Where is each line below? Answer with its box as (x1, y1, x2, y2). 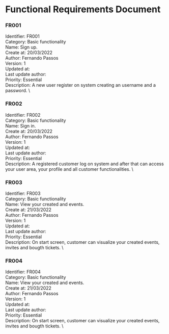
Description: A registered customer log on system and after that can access (5, 161, 164, 167)
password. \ (5, 88, 31, 94)
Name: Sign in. (5, 122, 36, 129)
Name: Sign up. (5, 44, 38, 50)
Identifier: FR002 (5, 112, 41, 118)
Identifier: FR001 (5, 33, 40, 39)
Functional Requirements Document (5, 4, 161, 15)
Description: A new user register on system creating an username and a (5, 82, 156, 88)
